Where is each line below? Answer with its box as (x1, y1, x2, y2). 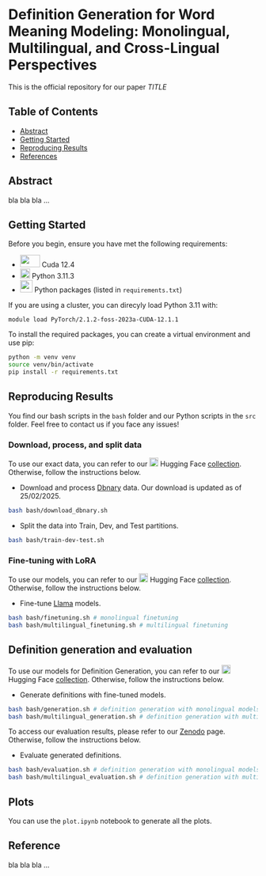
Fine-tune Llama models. (19, 599, 101, 609)
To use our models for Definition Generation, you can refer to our (8, 666, 220, 676)
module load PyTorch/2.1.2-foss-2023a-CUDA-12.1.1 (8, 316, 179, 324)
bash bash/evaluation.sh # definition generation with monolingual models (8, 766, 260, 774)
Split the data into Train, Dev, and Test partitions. (19, 521, 179, 530)
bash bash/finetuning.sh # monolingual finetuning (8, 614, 179, 622)
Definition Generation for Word (8, 6, 215, 24)
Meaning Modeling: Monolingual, (8, 22, 230, 40)
